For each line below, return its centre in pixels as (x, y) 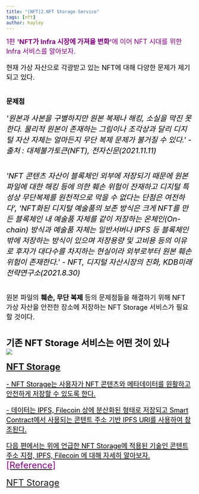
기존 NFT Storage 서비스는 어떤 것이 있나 (88, 343)
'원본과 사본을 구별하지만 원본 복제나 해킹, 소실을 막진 (94, 119)
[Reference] (31, 465)
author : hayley (25, 23)
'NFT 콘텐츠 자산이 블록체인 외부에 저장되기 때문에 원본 (97, 176)
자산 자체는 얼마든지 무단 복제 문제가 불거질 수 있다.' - (103, 140)
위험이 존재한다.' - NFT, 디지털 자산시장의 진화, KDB (92, 262)
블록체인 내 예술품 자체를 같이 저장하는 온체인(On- (98, 219)
